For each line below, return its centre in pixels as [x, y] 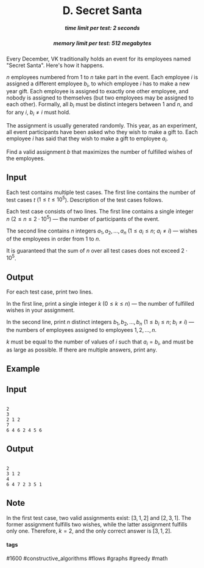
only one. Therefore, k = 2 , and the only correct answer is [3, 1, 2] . [89, 531]
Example [23, 369]
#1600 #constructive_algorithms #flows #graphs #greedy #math [87, 558]
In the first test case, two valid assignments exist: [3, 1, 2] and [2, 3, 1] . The [99, 518]
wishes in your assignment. [40, 310]
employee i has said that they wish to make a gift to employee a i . [87, 139]
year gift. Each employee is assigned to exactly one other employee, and [97, 92]
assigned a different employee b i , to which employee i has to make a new [98, 84]
